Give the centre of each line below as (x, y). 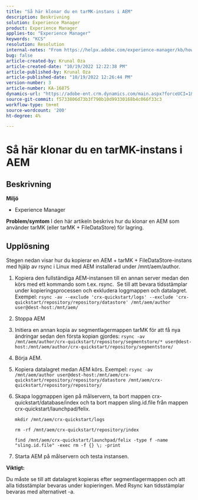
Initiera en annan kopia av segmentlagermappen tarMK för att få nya (98, 330)
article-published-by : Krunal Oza (49, 72)
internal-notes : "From (34, 50)
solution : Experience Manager (43, 22)
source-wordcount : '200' (37, 110)
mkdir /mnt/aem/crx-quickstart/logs (60, 420)
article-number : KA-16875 (38, 88)
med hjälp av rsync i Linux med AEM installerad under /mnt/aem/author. (93, 267)
